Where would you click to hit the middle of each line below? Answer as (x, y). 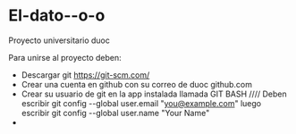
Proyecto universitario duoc (59, 40)
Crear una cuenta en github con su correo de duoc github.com (136, 84)
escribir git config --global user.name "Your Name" (115, 113)
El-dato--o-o (57, 16)
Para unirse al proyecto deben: (65, 57)
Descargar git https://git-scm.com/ (85, 75)
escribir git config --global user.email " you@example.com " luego (141, 103)
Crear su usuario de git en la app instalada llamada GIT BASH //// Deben (154, 94)
